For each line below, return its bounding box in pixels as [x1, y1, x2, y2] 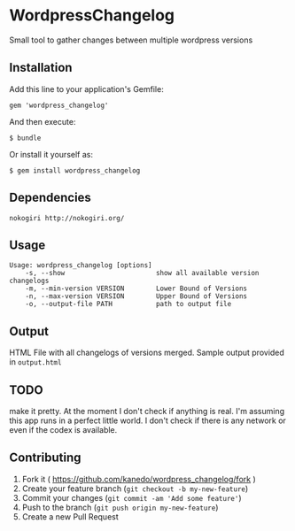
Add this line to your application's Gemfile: [9, 83, 164, 94]
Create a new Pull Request [21, 511, 120, 522]
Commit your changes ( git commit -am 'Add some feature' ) [21, 492, 242, 503]
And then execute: [9, 116, 76, 127]
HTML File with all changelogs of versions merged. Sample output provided [9, 347, 285, 358]
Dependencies [9, 190, 91, 205]
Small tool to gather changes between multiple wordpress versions [9, 35, 253, 45]
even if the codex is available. [9, 425, 118, 435]
